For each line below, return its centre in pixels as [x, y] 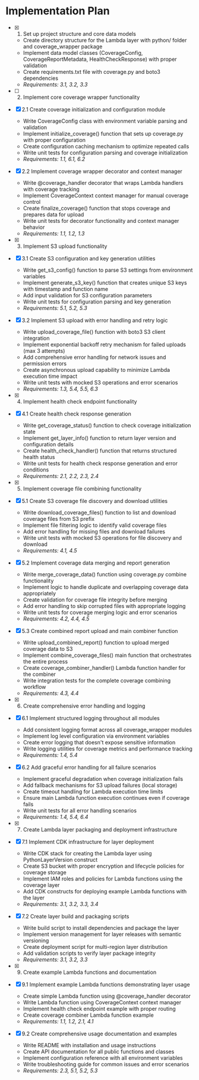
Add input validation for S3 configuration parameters [87, 295]
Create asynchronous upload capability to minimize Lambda [97, 370]
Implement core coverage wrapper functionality [81, 97]
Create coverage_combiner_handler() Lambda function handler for [104, 668]
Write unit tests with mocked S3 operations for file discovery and [102, 538]
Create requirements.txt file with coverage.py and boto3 [92, 72]
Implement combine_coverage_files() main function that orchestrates [107, 655]
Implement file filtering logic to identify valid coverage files [95, 525]
